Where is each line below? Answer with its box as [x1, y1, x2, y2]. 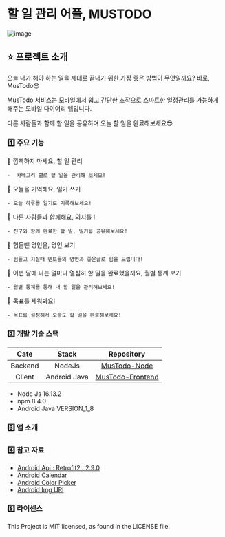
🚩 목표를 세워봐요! [7, 297, 56, 305]
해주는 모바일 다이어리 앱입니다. [7, 104, 92, 112]
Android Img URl [17, 485, 64, 494]
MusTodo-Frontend [95, 372, 160, 382]
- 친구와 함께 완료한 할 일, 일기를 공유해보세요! [7, 228, 128, 235]
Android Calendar [17, 471, 67, 479]
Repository [109, 349, 146, 359]
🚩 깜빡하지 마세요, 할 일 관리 [7, 157, 83, 165]
